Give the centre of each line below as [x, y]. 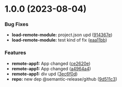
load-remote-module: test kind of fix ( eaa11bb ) [59, 40]
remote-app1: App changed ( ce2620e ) [51, 63]
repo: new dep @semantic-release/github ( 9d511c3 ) [64, 79]
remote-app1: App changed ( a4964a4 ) [51, 68]
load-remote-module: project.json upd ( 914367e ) [62, 35]
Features [15, 53]
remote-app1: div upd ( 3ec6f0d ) [45, 74]
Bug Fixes [17, 24]
